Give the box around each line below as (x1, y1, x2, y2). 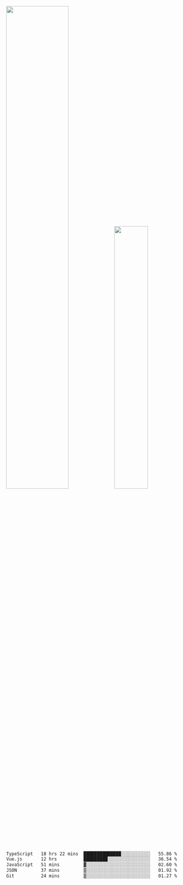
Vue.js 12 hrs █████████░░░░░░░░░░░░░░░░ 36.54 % (6, 856, 178, 862)
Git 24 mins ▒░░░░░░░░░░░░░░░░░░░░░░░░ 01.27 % (6, 873, 178, 879)
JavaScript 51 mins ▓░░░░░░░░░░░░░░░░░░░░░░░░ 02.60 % (6, 862, 178, 868)
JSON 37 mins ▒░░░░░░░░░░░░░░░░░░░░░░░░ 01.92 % (6, 868, 178, 874)
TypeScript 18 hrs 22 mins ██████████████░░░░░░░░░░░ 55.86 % (6, 851, 178, 857)
